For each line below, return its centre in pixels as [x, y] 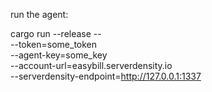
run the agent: [39, 14]
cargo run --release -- [56, 33]
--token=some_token [54, 44]
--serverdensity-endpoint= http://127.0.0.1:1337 [106, 76]
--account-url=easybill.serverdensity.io [91, 65]
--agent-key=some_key [59, 55]
